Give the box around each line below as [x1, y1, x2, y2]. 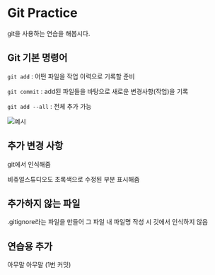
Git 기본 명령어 [7, 52, 68, 64]
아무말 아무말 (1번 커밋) [7, 260, 71, 269]
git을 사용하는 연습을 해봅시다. [7, 29, 91, 37]
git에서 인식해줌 [7, 160, 51, 168]
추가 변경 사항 [7, 140, 64, 152]
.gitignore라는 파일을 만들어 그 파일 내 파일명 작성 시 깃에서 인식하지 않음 [7, 218, 209, 226]
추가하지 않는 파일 [7, 197, 81, 209]
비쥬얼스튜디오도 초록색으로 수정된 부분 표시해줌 [7, 175, 140, 183]
